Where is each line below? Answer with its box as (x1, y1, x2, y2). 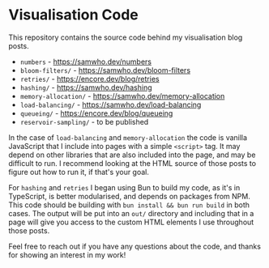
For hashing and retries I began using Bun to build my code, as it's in (8, 182, 241, 192)
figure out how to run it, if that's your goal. (8, 167, 150, 177)
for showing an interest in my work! (8, 249, 126, 260)
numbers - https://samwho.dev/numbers (19, 57, 152, 66)
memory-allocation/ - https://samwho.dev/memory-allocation (19, 91, 225, 100)
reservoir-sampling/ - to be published (19, 117, 149, 126)
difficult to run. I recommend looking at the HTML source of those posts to (8, 158, 257, 168)
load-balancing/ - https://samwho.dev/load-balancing (19, 100, 202, 109)
